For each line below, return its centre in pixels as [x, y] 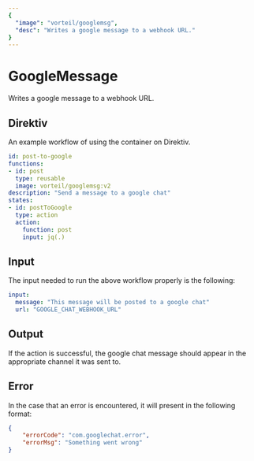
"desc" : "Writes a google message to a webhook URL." [105, 30]
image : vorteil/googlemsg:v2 [63, 186]
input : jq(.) [44, 237]
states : [21, 201]
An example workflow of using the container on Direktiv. [99, 142]
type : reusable [40, 178]
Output [26, 335]
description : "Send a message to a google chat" [90, 193]
